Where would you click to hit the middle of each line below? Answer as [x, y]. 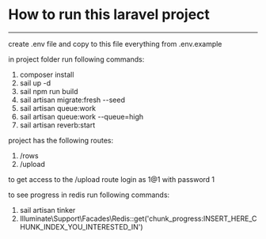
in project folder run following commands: [76, 59]
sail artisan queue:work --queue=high [82, 116]
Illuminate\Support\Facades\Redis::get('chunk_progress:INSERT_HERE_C [138, 218]
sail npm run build [49, 91]
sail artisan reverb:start [57, 125]
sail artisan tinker [47, 210]
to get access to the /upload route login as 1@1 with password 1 [112, 179]
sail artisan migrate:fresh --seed [72, 100]
